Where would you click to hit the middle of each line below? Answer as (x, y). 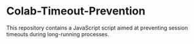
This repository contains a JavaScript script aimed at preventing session (97, 28)
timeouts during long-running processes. (58, 34)
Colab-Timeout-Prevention (76, 11)
